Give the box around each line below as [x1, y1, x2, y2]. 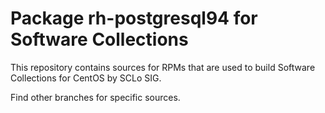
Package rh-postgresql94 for [10, 7, 258, 30]
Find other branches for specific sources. [10, 91, 181, 103]
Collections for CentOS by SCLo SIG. [10, 72, 162, 84]
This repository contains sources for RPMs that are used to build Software [10, 61, 316, 73]
